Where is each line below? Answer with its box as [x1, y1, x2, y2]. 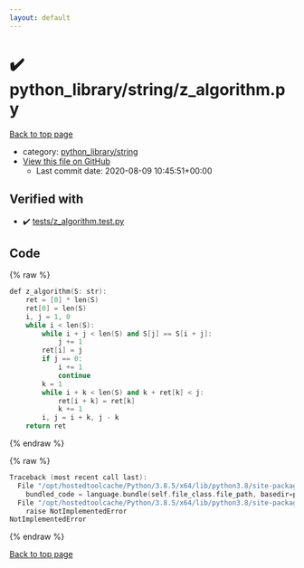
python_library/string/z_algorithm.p [9, 79, 286, 99]
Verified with [9, 191, 84, 206]
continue [57, 371, 91, 380]
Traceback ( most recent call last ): [9, 473, 147, 482]
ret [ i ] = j [42, 346, 83, 355]
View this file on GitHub [22, 156, 111, 166]
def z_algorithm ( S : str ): [9, 287, 107, 297]
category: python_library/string [22, 146, 138, 156]
